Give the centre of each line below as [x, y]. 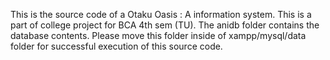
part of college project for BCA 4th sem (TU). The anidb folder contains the [165, 25]
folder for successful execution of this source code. [116, 46]
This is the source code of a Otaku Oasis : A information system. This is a [161, 14]
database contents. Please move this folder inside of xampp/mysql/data [158, 35]
